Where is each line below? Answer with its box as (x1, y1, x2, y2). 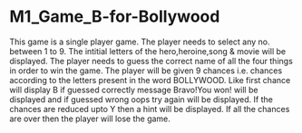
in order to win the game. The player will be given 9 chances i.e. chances (9, 65, 283, 76)
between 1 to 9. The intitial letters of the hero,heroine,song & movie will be (9, 45, 287, 56)
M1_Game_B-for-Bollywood (9, 6, 220, 27)
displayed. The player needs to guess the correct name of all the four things (9, 55, 293, 66)
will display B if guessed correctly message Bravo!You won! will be (9, 84, 258, 95)
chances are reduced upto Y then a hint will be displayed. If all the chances (9, 103, 290, 114)
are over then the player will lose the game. (9, 113, 170, 124)
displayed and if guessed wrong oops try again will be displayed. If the (9, 93, 274, 105)
